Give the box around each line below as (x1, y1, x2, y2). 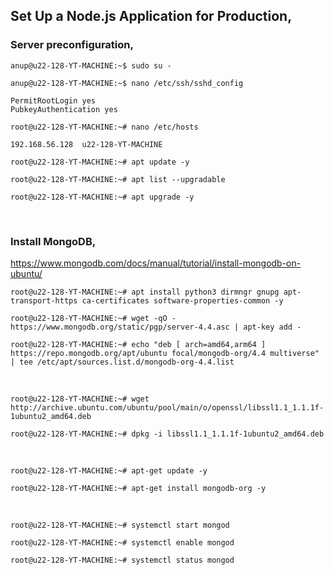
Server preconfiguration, (10, 38, 134, 52)
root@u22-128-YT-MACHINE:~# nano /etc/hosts (10, 122, 199, 132)
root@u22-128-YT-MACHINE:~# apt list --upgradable (10, 174, 226, 184)
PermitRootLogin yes (10, 95, 97, 106)
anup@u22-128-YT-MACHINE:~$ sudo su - (10, 60, 172, 71)
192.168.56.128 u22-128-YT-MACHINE (10, 139, 163, 149)
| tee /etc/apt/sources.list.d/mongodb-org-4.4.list (10, 357, 235, 367)
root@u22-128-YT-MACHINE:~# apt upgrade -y (10, 192, 195, 202)
